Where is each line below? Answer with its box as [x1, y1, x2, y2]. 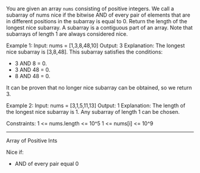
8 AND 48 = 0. [14, 73, 51, 79]
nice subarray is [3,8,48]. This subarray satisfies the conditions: [6, 48, 163, 55]
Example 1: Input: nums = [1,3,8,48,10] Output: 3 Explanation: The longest [6, 42, 185, 49]
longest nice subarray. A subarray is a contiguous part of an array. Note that [6, 24, 193, 31]
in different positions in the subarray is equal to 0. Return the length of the [6, 18, 187, 24]
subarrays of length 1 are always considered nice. [6, 30, 128, 38]
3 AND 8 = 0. [14, 60, 47, 67]
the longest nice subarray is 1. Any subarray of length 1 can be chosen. [6, 109, 180, 115]
